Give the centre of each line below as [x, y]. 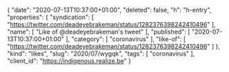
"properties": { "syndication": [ [51, 17]
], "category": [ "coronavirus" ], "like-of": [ [126, 39]
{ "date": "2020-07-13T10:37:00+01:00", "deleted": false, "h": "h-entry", [109, 10]
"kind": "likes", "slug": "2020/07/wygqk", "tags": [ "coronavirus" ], [101, 53]
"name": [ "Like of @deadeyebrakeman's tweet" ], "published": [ [99, 32]
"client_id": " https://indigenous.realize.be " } [69, 61]
